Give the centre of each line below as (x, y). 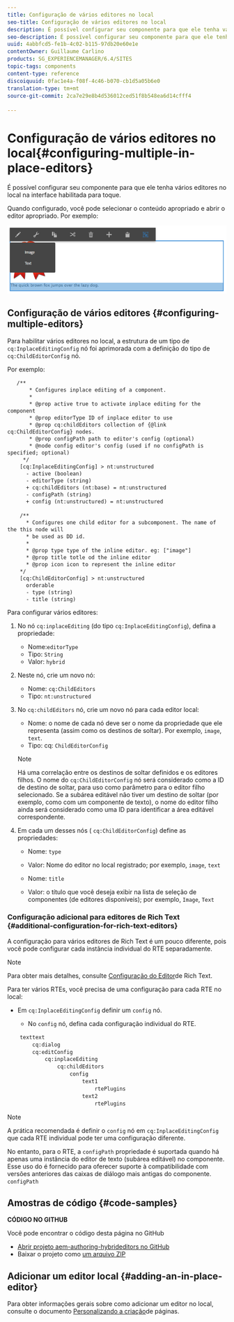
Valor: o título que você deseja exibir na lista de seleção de (112, 892)
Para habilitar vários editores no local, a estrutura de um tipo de (99, 341)
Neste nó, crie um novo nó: (56, 675)
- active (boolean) (54, 474)
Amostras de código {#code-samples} (92, 1203)
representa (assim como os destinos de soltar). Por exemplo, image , (125, 730)
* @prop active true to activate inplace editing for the (115, 404)
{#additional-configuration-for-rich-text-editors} (93, 926)
